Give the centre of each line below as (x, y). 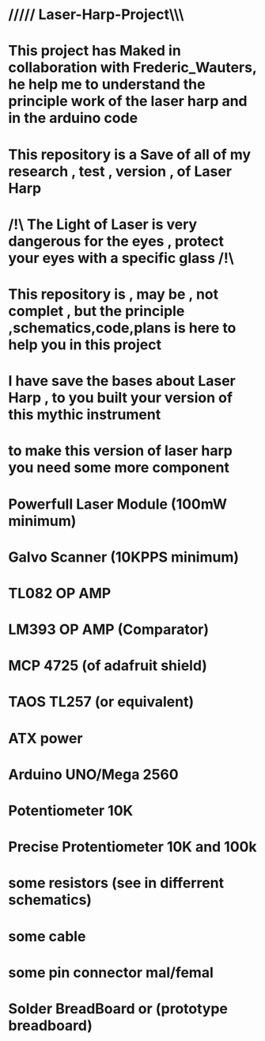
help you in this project (85, 344)
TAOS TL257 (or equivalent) (101, 702)
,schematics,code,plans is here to (122, 328)
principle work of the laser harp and (128, 101)
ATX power (45, 738)
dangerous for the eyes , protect (116, 241)
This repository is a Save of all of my (130, 154)
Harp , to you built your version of (121, 398)
